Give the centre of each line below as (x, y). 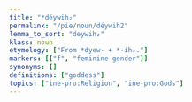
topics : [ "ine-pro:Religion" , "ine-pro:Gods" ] (96, 83)
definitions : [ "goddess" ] (57, 75)
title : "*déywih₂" (43, 17)
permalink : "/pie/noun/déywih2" (69, 26)
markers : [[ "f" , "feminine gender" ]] (79, 59)
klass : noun (31, 42)
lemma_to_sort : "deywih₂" (57, 34)
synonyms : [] (33, 67)
